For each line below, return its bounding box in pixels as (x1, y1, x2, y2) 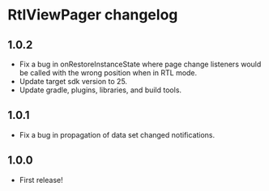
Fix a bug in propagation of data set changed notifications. (19, 129, 216, 139)
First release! (19, 175, 63, 185)
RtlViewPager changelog (7, 6, 178, 24)
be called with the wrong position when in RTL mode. (19, 68, 198, 78)
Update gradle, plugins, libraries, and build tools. (19, 85, 182, 95)
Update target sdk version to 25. (19, 77, 127, 86)
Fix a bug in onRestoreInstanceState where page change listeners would (19, 59, 262, 69)
